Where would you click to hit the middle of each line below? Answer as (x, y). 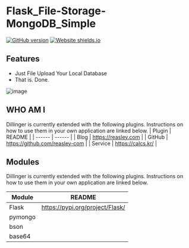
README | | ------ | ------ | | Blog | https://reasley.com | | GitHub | (87, 137)
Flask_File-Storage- (56, 11)
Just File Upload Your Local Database (61, 73)
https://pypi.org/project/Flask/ (84, 207)
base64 (20, 237)
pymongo (22, 217)
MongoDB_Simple (51, 24)
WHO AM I (26, 110)
